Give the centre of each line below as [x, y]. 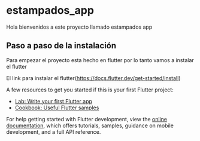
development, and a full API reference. [54, 131]
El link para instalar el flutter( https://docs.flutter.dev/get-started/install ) [93, 78]
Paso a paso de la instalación [61, 46]
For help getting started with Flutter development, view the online [87, 119]
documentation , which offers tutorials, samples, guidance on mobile [90, 125]
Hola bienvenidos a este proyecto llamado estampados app [79, 27]
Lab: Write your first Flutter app [54, 101]
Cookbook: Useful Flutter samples [57, 108]
